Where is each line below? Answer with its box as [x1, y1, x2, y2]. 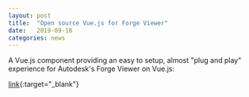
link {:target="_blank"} [8, 80, 79, 89]
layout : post [8, 11, 52, 20]
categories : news [8, 33, 66, 42]
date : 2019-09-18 [8, 26, 73, 34]
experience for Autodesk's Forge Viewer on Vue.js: [8, 64, 174, 74]
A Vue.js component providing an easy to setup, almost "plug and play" [8, 56, 242, 65]
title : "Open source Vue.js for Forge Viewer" [8, 19, 169, 27]
